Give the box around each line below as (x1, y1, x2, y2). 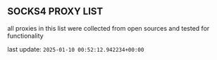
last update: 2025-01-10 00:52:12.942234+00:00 (7, 45, 144, 53)
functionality (7, 31, 44, 40)
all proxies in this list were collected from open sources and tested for (7, 24, 210, 32)
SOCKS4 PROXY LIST (7, 6, 104, 17)
